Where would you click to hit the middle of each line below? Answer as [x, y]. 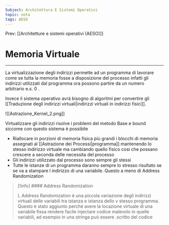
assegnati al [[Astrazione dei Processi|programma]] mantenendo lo [82, 144]
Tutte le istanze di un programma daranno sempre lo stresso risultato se [87, 165]
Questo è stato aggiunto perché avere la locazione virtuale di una [85, 206]
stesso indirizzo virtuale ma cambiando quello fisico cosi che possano [85, 149]
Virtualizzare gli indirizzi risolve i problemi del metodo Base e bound [75, 124]
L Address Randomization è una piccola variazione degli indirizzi [84, 196]
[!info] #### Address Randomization [55, 186]
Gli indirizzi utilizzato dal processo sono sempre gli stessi [72, 160]
